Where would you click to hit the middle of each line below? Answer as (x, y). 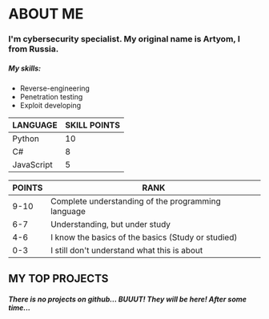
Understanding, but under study (110, 224)
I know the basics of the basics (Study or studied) (144, 237)
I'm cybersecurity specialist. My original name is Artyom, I (124, 39)
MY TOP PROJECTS (58, 279)
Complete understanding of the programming (136, 201)
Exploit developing (50, 106)
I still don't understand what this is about (127, 251)
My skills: (25, 68)
